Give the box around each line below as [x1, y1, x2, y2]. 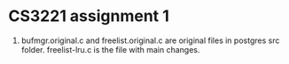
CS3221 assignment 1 [8, 6, 170, 26]
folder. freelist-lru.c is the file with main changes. [20, 44, 200, 54]
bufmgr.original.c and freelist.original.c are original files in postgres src [20, 35, 280, 46]
